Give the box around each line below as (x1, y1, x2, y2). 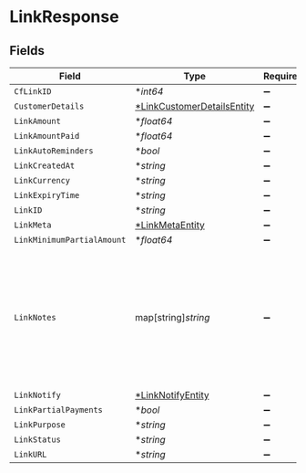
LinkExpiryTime (14, 190, 80, 200)
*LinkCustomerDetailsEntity (135, 100, 255, 112)
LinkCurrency (14, 175, 71, 185)
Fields (9, 43, 46, 58)
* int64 (135, 85, 164, 98)
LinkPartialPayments (14, 405, 103, 415)
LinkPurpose (14, 420, 66, 430)
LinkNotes (14, 312, 56, 322)
